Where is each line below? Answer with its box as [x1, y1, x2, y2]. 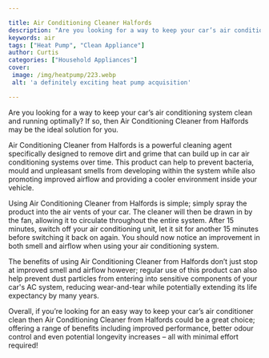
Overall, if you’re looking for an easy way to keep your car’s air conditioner [8, 306, 254, 315]
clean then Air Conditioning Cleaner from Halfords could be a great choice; [8, 315, 255, 324]
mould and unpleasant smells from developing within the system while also [8, 165, 256, 175]
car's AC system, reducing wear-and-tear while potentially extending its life [8, 282, 258, 291]
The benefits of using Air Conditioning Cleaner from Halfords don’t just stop [8, 256, 259, 266]
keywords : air [8, 34, 56, 42]
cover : [8, 63, 30, 72]
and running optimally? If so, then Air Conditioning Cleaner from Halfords [8, 116, 249, 125]
